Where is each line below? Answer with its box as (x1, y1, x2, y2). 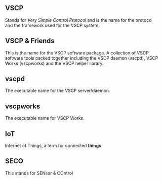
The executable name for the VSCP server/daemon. (5, 88, 110, 93)
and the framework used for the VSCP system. (5, 22, 100, 28)
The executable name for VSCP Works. (5, 115, 85, 121)
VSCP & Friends (5, 37, 55, 45)
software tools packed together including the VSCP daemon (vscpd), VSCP (5, 55, 158, 61)
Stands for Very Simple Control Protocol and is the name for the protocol (5, 17, 153, 23)
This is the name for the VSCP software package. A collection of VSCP (5, 49, 149, 56)
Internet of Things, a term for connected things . (5, 143, 103, 149)
